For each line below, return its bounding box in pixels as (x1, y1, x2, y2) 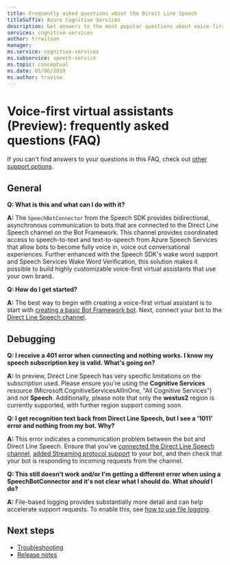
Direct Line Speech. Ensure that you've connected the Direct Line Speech (7, 442, 215, 450)
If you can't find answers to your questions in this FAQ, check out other (7, 155, 207, 163)
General (7, 182, 42, 194)
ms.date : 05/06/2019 (7, 67, 66, 74)
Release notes (16, 550, 57, 559)
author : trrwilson (7, 36, 60, 43)
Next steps (7, 525, 55, 537)
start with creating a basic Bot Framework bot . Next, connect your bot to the (7, 306, 222, 314)
